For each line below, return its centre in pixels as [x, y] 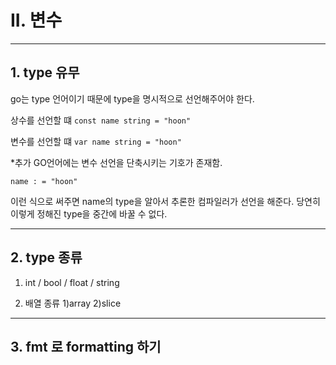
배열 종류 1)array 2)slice [73, 303]
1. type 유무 [45, 72]
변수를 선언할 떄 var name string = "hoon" [96, 141]
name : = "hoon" [44, 181]
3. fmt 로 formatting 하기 [86, 346]
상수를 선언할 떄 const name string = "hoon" [101, 120]
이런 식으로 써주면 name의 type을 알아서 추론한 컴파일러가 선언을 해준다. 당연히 [165, 201]
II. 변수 [36, 20]
